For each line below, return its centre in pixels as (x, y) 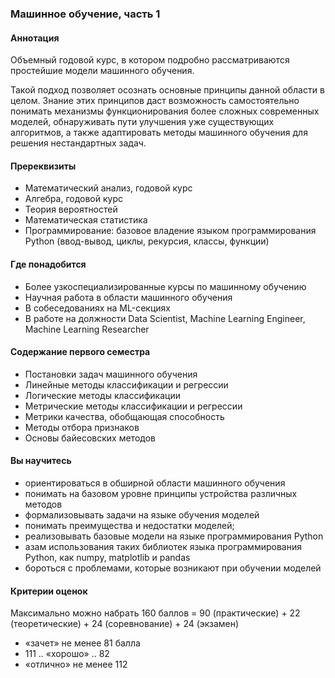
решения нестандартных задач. (78, 143)
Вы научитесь (41, 461)
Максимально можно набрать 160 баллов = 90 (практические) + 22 (155, 613)
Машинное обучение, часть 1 (85, 14)
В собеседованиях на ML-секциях (97, 308)
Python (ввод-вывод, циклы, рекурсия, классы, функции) (147, 241)
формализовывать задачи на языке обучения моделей (142, 514)
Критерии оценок (49, 591)
